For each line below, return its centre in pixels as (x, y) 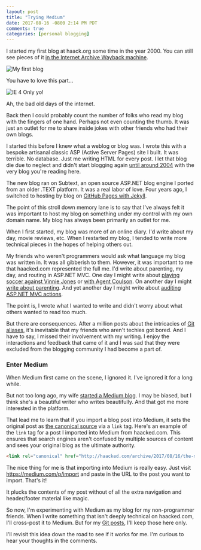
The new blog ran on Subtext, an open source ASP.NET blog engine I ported (100, 183)
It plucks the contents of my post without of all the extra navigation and (94, 492)
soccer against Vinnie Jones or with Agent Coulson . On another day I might (99, 281)
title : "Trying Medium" (36, 17)
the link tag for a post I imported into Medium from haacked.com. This (93, 433)
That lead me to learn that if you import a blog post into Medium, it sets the (98, 420)
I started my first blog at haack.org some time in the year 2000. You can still (100, 51)
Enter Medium (27, 364)
